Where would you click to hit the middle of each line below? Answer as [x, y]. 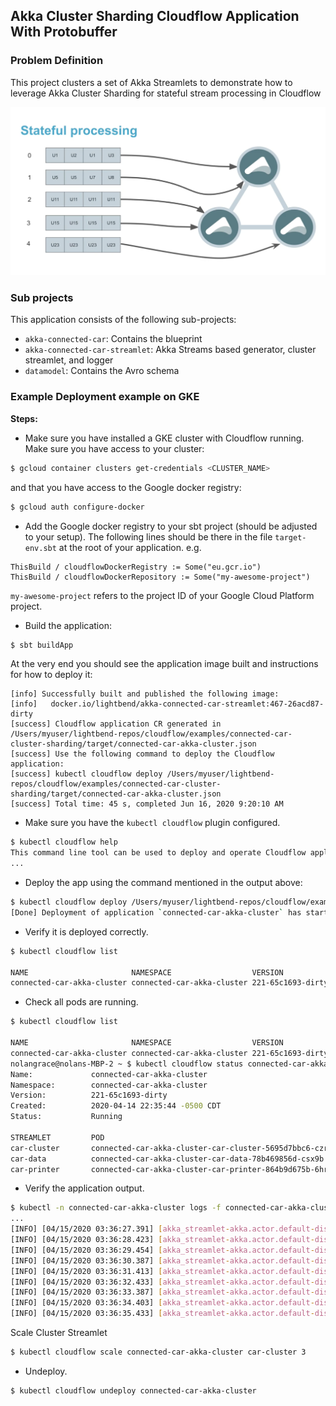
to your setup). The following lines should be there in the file [148, 536]
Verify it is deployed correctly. [86, 931]
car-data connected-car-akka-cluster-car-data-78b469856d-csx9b [167, 1159]
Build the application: [68, 625]
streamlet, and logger [69, 360]
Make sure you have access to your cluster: [114, 448]
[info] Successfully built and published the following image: [145, 694]
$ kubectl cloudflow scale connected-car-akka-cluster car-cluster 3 [158, 1352]
